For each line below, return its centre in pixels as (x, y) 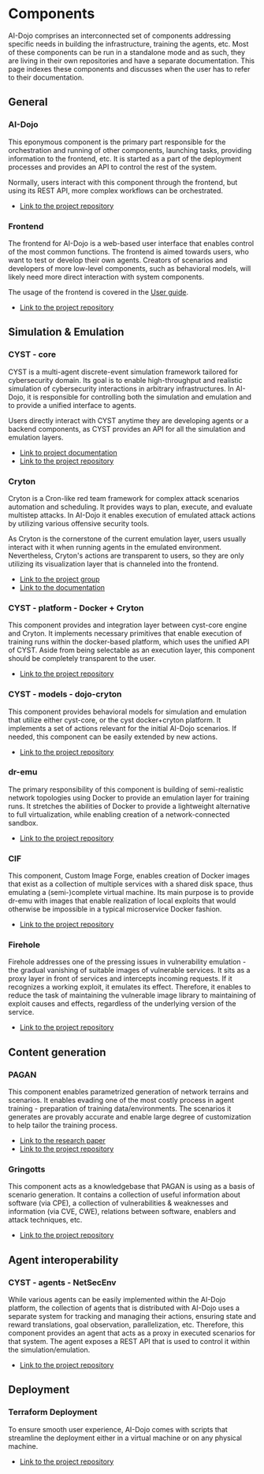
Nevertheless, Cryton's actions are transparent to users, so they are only (126, 555)
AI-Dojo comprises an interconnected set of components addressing (119, 35)
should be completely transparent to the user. (82, 659)
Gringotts (27, 1169)
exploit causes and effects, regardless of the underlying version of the (122, 1004)
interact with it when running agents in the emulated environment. (115, 547)
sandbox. (23, 822)
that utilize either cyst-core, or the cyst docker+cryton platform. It (115, 720)
